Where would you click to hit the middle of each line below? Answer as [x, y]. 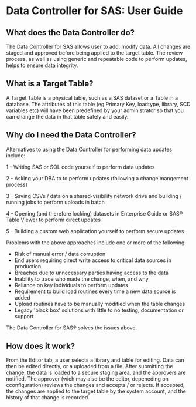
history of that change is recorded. [48, 398]
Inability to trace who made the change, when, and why [81, 279]
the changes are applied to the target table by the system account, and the [96, 391]
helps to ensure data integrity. [42, 65]
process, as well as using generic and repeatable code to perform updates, [97, 59]
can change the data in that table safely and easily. [67, 116]
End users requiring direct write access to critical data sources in [93, 260]
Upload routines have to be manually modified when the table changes [100, 304]
